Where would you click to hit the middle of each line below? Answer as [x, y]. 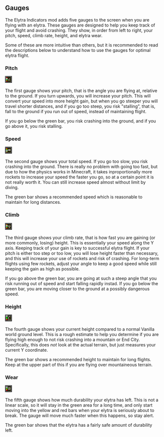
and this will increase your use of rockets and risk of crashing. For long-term [82, 258]
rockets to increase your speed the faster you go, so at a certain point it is [80, 177]
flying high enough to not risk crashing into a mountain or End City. [72, 340]
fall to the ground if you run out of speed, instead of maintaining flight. [76, 112]
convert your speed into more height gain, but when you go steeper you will [82, 101]
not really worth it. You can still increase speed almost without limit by [75, 182]
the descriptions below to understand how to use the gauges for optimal [78, 50]
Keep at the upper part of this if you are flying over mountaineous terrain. [79, 365]
